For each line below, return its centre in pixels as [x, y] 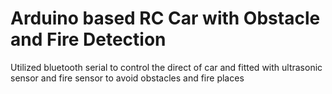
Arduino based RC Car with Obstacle [165, 18]
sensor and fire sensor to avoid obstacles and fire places [127, 78]
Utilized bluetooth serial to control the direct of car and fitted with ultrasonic [166, 67]
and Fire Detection [88, 39]
